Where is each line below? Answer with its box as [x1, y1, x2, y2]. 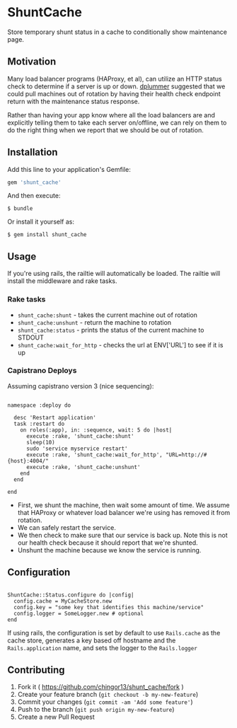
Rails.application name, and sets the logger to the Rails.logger [7, 643, 198, 652]
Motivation [7, 56, 57, 68]
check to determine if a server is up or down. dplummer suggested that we [7, 82, 226, 91]
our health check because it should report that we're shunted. [17, 538, 198, 547]
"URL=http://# [165, 451, 207, 458]
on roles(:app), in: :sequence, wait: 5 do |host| [20, 426, 173, 434]
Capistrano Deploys [7, 366, 77, 376]
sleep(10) [25, 439, 55, 446]
